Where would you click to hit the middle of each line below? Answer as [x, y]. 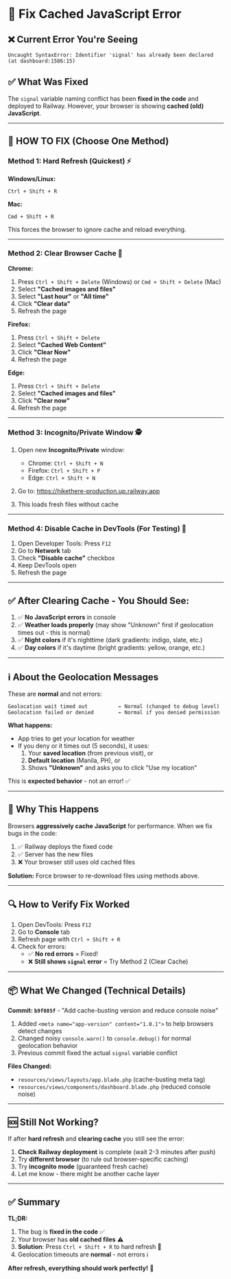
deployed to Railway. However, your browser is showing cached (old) [106, 106]
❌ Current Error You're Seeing [73, 39]
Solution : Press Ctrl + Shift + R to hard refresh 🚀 [89, 1247]
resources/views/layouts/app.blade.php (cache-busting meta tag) [111, 1079]
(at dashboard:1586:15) [42, 61]
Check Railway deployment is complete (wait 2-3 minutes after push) [117, 1152]
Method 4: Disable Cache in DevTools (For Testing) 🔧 [97, 529]
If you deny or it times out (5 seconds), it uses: [83, 746]
